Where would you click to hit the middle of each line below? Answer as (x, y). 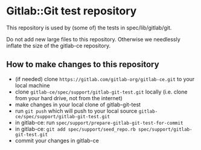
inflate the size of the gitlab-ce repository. (58, 46)
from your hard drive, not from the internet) (69, 98)
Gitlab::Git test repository (72, 11)
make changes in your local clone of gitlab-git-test (78, 104)
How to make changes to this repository (83, 64)
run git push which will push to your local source (76, 111)
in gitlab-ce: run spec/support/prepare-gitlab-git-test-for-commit (99, 122)
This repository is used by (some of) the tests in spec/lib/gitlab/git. (89, 28)
